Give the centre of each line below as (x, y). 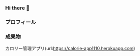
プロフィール (21, 22)
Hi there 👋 (18, 8)
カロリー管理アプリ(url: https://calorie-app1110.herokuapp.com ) (70, 49)
